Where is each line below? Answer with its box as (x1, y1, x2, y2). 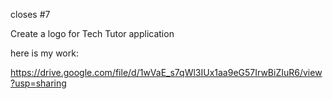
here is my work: (10, 47, 79, 59)
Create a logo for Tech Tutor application (10, 28, 175, 39)
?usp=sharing (10, 77, 67, 89)
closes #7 (10, 9, 51, 20)
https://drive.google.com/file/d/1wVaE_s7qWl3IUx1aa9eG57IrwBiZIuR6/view (10, 67, 323, 78)
